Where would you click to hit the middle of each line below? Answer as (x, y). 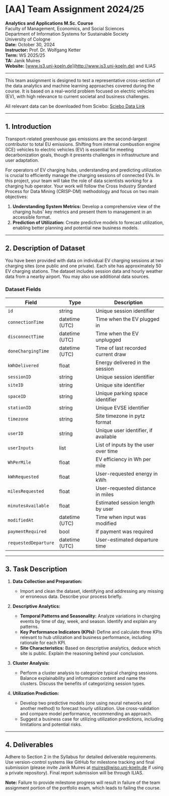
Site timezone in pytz (120, 416)
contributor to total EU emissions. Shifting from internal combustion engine (82, 144)
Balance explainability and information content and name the (83, 678)
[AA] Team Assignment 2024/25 (75, 9)
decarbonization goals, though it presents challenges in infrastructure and (82, 155)
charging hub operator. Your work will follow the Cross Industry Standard (81, 186)
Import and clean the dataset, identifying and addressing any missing (92, 591)
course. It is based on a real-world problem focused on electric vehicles (80, 91)
